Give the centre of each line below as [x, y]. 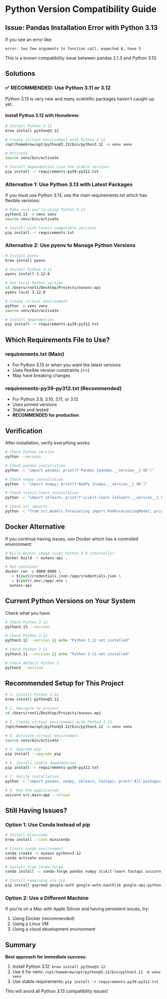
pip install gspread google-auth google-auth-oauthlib [63, 885]
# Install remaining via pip [35, 881]
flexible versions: [23, 201]
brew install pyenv [25, 260]
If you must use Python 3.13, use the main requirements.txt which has [76, 195]
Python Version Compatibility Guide [81, 9]
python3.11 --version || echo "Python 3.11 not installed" [68, 654]
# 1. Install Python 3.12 [32, 695]
